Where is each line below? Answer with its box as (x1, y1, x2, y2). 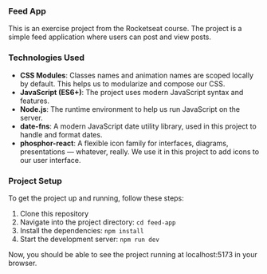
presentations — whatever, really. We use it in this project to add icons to (19, 146, 260, 157)
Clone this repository (19, 208, 89, 218)
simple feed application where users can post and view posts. (8, 32, 212, 42)
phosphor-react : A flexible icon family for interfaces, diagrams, (19, 138, 229, 148)
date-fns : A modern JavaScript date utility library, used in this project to (19, 121, 257, 131)
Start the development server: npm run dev (19, 234, 159, 244)
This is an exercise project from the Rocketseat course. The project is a (8, 24, 242, 34)
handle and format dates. (19, 129, 103, 139)
